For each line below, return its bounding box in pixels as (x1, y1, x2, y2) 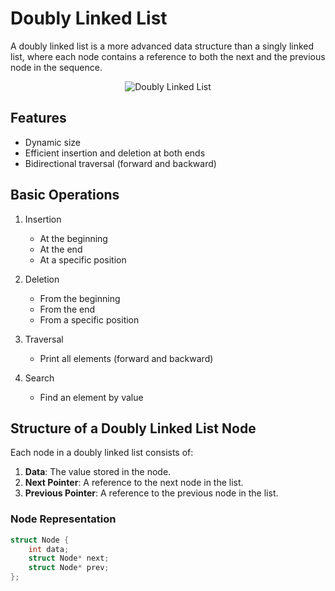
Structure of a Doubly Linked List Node (10, 420, 257, 437)
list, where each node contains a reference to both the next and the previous (10, 50, 326, 62)
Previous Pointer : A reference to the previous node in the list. (24, 487, 279, 499)
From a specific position (39, 313, 140, 326)
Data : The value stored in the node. (24, 466, 172, 478)
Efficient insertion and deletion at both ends (24, 147, 206, 159)
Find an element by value (39, 391, 144, 403)
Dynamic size (24, 136, 81, 148)
